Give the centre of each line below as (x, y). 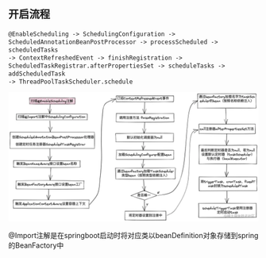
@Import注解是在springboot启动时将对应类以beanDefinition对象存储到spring (133, 235)
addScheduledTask (37, 74)
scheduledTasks (33, 50)
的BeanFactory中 (36, 245)
